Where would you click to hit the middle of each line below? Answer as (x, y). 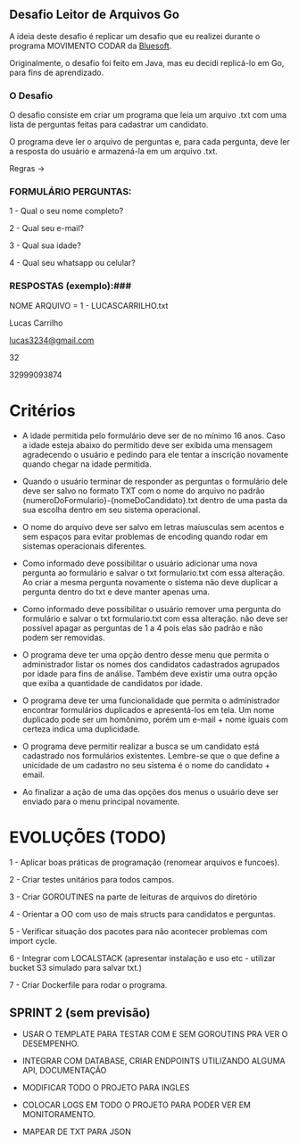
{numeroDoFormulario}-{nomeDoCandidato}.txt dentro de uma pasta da (155, 500)
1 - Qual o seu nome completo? (66, 211)
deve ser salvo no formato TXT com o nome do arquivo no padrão (143, 491)
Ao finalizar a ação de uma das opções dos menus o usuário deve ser (150, 792)
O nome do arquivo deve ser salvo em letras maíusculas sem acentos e (153, 526)
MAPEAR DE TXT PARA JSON (76, 1132)
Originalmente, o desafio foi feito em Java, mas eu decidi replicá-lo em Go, (147, 62)
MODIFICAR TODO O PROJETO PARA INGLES (106, 1088)
